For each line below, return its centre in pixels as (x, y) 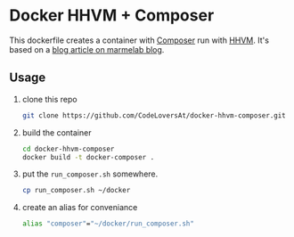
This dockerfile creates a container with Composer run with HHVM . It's (139, 40)
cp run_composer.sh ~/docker (76, 191)
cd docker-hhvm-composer (68, 149)
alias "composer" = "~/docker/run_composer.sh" (108, 224)
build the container (57, 132)
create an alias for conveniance (80, 208)
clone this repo (49, 99)
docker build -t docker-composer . (88, 157)
